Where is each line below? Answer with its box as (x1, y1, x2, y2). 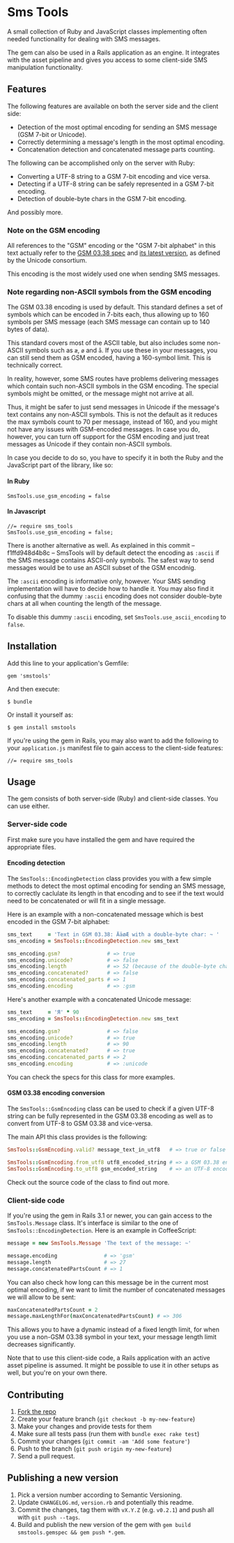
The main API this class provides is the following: (7, 1133, 148, 1141)
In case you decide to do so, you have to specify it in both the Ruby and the (7, 453, 224, 462)
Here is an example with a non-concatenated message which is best (7, 909, 204, 919)
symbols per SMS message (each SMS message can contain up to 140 (7, 318, 210, 326)
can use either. (7, 802, 50, 810)
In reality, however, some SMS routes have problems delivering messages (7, 374, 219, 383)
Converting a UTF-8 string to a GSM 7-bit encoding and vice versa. (17, 172, 210, 180)
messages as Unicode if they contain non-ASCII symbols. (7, 440, 172, 448)
